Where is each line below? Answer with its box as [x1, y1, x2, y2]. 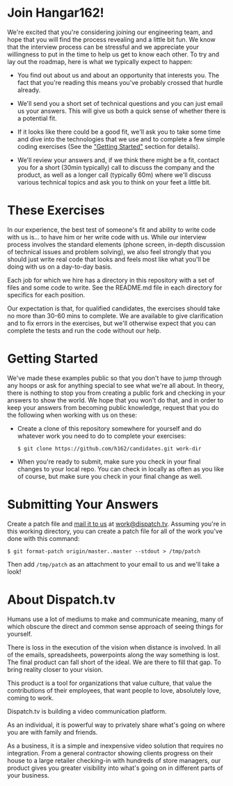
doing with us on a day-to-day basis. [7, 262, 113, 271]
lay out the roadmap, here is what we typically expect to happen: [7, 57, 193, 65]
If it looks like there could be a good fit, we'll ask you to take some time [17, 127, 221, 136]
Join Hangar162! [7, 5, 104, 21]
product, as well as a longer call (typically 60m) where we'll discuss [17, 171, 211, 179]
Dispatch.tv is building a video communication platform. [7, 707, 167, 715]
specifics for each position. [7, 290, 86, 299]
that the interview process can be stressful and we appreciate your [7, 42, 200, 51]
